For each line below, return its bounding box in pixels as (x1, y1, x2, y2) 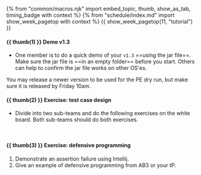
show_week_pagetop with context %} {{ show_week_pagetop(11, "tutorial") (6, 18, 193, 25)
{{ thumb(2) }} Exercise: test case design (6, 96, 112, 103)
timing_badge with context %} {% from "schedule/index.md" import (6, 11, 175, 19)
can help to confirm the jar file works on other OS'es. (14, 65, 147, 72)
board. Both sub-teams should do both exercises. (14, 116, 139, 123)
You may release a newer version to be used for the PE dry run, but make (6, 76, 188, 83)
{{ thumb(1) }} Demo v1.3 (6, 38, 70, 45)
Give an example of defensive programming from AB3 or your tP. (14, 161, 176, 168)
